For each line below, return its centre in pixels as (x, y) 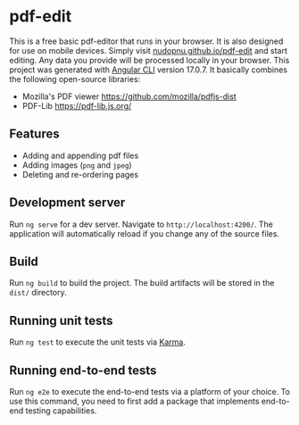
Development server (67, 203)
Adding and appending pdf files (80, 155)
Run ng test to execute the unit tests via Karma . (97, 342)
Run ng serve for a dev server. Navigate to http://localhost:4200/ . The (141, 224)
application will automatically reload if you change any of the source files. (144, 233)
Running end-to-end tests (83, 370)
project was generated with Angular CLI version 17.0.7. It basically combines (149, 70)
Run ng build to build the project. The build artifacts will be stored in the (142, 283)
